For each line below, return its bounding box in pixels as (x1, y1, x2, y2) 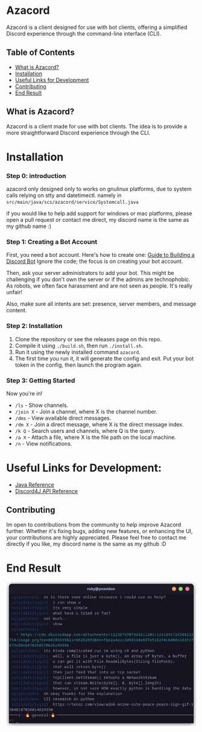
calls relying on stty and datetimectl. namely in (6, 192, 122, 199)
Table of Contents (6, 48, 75, 58)
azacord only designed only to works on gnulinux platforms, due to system (6, 185, 192, 193)
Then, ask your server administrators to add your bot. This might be (6, 270, 174, 277)
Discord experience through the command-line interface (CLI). (6, 30, 162, 37)
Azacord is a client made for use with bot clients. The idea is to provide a (6, 122, 188, 130)
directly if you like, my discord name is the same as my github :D (6, 540, 166, 547)
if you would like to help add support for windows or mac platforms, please (6, 210, 192, 217)
